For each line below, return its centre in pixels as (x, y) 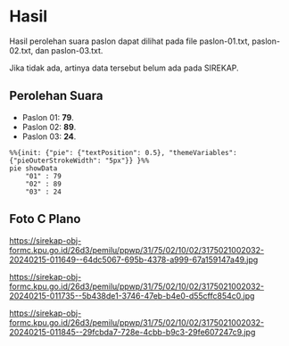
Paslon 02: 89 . (49, 127)
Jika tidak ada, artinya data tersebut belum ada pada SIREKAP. (124, 68)
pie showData (33, 168)
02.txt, (21, 50)
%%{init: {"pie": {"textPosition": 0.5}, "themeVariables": (124, 152)
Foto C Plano (45, 219)
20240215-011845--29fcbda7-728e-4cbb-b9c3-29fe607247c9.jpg (132, 332)
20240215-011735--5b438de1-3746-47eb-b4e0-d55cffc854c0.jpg (132, 295)
